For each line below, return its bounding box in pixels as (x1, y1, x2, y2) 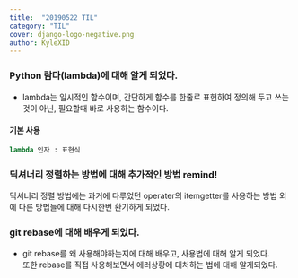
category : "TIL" (9, 22, 70, 30)
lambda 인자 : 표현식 (9, 145, 81, 154)
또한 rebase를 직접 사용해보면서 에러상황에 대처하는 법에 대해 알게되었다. (22, 259, 278, 270)
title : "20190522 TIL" (9, 13, 99, 22)
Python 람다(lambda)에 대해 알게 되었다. (9, 69, 178, 82)
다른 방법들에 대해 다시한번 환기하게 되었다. (18, 201, 171, 212)
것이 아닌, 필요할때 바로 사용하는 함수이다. (22, 102, 169, 113)
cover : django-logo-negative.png (9, 30, 135, 39)
